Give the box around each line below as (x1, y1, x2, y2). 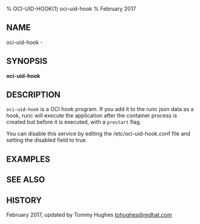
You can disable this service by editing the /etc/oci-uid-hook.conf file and (6, 130, 191, 138)
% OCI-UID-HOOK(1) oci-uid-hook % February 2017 (6, 5, 136, 12)
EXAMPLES (6, 154, 50, 164)
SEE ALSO (6, 174, 45, 185)
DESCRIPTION (6, 90, 61, 100)
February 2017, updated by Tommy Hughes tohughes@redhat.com (6, 211, 172, 219)
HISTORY (6, 195, 42, 205)
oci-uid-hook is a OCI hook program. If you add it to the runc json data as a (6, 106, 194, 113)
